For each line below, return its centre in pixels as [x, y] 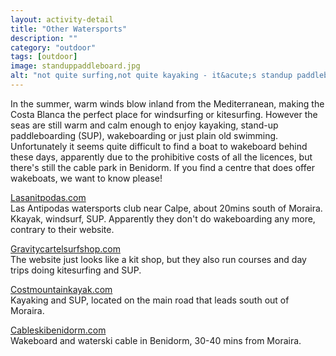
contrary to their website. [62, 229]
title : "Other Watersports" [69, 29]
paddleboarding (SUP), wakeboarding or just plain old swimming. [144, 135]
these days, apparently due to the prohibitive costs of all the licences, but [161, 157]
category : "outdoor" [53, 47]
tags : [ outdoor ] [44, 57]
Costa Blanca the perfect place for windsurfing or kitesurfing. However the [164, 114]
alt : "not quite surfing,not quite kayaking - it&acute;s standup [151, 76]
